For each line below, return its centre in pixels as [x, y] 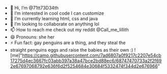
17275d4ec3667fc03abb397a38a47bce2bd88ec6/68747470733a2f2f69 [86, 61]
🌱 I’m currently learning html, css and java [54, 18]
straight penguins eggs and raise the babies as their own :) [72, 50]
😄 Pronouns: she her [32, 37]
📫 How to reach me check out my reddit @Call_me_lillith [70, 30]
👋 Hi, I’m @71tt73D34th [34, 8]
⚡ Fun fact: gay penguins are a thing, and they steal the [68, 43]
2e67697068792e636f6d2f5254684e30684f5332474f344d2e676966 [84, 66]
